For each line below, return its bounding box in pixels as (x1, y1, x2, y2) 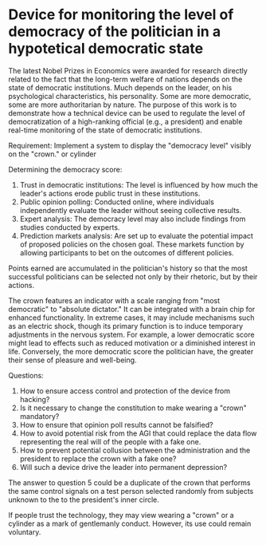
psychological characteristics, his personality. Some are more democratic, (8, 91, 252, 101)
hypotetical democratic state (8, 40, 204, 57)
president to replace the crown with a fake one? (19, 453, 177, 464)
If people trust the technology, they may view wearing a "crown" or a (8, 510, 234, 519)
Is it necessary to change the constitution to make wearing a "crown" (19, 403, 247, 413)
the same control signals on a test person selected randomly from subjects (8, 486, 254, 496)
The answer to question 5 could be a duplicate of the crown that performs (8, 477, 251, 488)
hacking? (19, 394, 50, 404)
